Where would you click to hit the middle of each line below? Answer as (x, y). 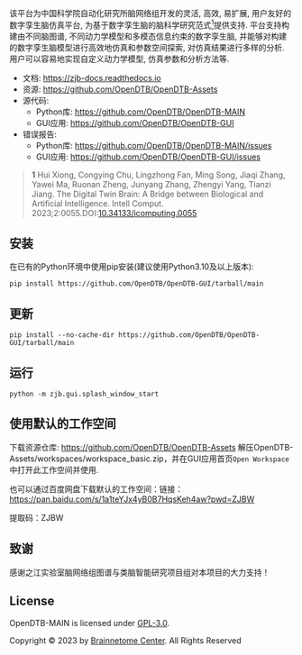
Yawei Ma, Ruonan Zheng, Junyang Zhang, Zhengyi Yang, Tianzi (151, 184)
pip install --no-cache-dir (62, 335)
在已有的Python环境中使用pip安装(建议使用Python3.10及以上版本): (132, 267)
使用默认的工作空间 (63, 424)
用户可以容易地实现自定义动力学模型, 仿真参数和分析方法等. (119, 59)
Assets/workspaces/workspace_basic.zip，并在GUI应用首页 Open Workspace (150, 459)
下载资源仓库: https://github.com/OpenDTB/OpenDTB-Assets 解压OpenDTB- (151, 447)
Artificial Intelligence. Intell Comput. (97, 203)
